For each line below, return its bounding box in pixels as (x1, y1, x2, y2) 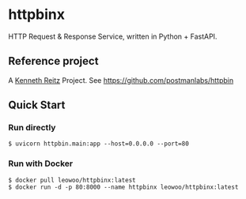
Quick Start (8, 99, 66, 112)
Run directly (8, 122, 56, 133)
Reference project (8, 54, 99, 68)
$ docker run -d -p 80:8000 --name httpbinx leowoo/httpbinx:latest (8, 183, 239, 191)
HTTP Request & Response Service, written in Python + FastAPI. (8, 32, 218, 41)
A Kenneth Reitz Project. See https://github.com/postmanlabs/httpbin (8, 75, 234, 84)
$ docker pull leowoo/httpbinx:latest (8, 176, 136, 184)
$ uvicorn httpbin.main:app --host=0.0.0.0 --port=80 (8, 140, 190, 148)
